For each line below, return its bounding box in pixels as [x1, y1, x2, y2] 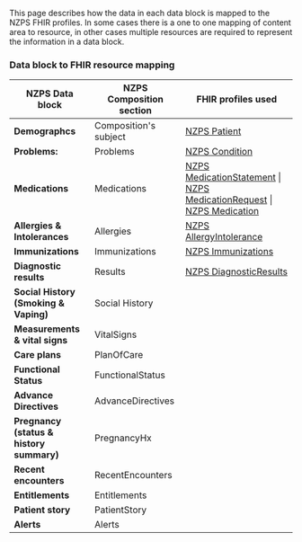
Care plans [13, 349, 61, 361]
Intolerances [13, 231, 69, 244]
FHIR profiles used [196, 93, 278, 106]
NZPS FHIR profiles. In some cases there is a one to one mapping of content [9, 17, 292, 28]
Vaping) [13, 308, 49, 321]
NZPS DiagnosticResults [185, 265, 288, 278]
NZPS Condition [185, 146, 253, 158]
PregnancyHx [93, 431, 152, 444]
